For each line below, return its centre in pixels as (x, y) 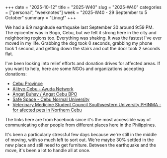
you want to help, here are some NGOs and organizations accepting (75, 69)
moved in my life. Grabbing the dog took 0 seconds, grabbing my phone (79, 43)
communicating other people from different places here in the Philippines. (81, 125)
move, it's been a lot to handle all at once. (48, 150)
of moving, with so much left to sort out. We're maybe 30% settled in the (80, 140)
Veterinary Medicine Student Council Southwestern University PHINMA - (87, 105)
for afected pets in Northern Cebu (47, 110)
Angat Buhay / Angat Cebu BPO (45, 94)
